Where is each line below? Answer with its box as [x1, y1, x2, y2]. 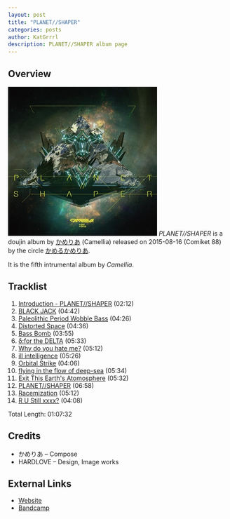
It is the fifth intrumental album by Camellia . [8, 260, 134, 269]
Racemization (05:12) [18, 389, 80, 397]
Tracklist [8, 281, 48, 292]
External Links [8, 478, 72, 490]
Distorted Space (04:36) [18, 321, 89, 330]
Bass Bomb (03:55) [18, 329, 74, 337]
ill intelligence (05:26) [18, 351, 81, 360]
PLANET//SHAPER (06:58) [18, 381, 94, 389]
